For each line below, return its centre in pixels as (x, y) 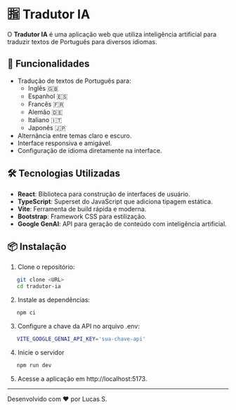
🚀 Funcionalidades (48, 64)
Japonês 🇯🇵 (47, 128)
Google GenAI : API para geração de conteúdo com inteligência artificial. (122, 224)
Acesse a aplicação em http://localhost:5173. (82, 378)
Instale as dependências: (53, 300)
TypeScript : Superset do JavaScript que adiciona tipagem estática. (115, 201)
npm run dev (34, 365)
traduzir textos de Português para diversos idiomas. (82, 41)
